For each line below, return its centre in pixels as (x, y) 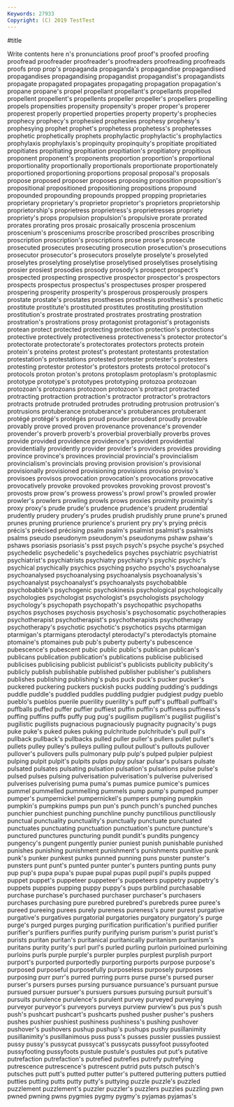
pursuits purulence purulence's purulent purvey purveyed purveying (105, 999)
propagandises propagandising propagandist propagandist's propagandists (116, 76)
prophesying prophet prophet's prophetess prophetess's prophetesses (109, 128)
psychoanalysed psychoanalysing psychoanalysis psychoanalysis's (105, 575)
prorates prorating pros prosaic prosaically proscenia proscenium (101, 225)
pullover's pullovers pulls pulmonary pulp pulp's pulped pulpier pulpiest (110, 753)
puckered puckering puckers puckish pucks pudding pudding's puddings (113, 687)
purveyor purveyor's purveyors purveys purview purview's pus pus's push (115, 1007)
